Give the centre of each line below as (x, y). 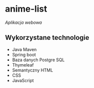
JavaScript (23, 80)
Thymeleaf (23, 65)
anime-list (26, 9)
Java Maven (24, 49)
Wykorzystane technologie (47, 38)
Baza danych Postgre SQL (38, 60)
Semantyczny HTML (33, 70)
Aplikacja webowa (24, 22)
